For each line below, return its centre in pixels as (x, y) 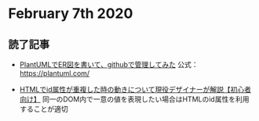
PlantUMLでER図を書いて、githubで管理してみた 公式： (109, 64)
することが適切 (44, 109)
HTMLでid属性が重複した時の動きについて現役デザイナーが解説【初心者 (135, 89)
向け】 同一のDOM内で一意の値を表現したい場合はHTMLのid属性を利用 (134, 99)
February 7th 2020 (71, 14)
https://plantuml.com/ (55, 73)
